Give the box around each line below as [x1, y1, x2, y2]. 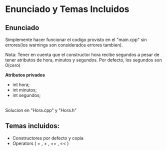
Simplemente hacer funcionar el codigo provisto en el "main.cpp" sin [5, 36, 147, 42]
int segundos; [12, 92, 41, 98]
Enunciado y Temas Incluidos [5, 3, 129, 15]
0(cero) [5, 62, 21, 68]
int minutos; [12, 87, 37, 93]
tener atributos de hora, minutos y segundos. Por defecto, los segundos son [5, 57, 162, 63]
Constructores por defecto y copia [12, 135, 84, 141]
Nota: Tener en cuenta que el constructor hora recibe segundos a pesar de [5, 51, 160, 57]
